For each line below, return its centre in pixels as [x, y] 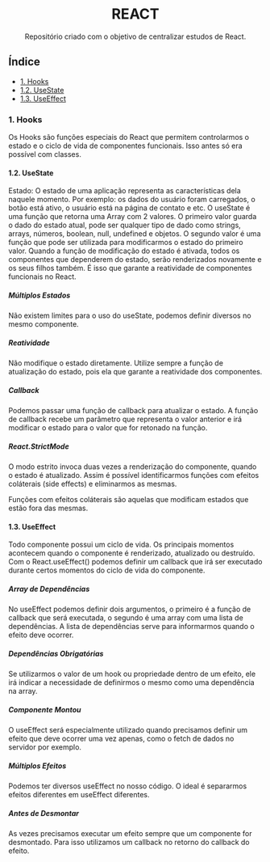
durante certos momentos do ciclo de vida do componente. [107, 570]
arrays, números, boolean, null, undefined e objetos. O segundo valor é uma [135, 234]
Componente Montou [45, 709]
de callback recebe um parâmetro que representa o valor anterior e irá [125, 419]
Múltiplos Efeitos [37, 766]
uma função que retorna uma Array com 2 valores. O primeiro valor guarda [133, 217]
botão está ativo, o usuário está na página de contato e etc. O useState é [129, 208]
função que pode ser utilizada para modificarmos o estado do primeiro [126, 243]
